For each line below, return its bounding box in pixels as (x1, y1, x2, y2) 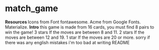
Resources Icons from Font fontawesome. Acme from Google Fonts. (5, 19, 141, 25)
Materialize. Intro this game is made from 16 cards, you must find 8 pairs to (5, 24, 155, 30)
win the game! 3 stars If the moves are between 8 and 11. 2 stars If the (5, 29, 145, 35)
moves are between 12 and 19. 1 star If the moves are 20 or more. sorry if (5, 34, 150, 40)
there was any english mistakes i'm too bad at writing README (5, 39, 130, 45)
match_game (5, 3, 58, 14)
